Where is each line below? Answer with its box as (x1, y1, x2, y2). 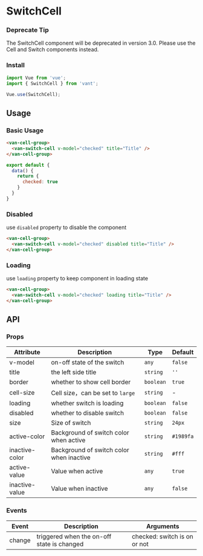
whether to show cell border (51, 378, 131, 386)
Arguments (146, 522, 179, 530)
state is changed (36, 540, 84, 548)
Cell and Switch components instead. (6, 46, 99, 53)
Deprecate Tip (6, 26, 50, 34)
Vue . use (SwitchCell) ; (6, 91, 61, 97)
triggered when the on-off (36, 532, 112, 540)
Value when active (51, 467, 103, 476)
